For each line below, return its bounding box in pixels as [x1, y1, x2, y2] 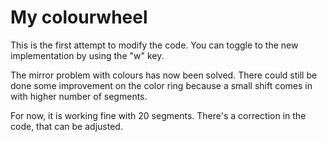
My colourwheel [10, 6, 148, 29]
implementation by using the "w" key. [10, 49, 165, 61]
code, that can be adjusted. [10, 120, 123, 132]
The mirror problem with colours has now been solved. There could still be [10, 69, 318, 81]
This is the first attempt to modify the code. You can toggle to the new [10, 39, 299, 51]
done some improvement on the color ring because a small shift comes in [10, 79, 313, 91]
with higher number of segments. [10, 90, 148, 102]
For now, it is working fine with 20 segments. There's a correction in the [10, 109, 307, 121]
